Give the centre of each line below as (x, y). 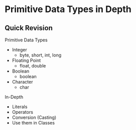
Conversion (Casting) (34, 117)
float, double (33, 66)
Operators (22, 112)
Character (22, 82)
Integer (19, 50)
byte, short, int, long (40, 55)
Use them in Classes (33, 123)
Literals (20, 107)
